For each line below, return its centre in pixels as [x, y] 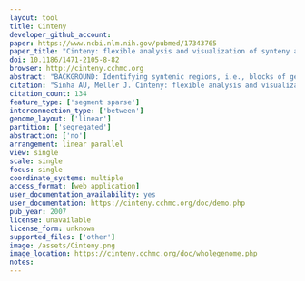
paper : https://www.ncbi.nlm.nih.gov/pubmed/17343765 [113, 43]
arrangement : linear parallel [67, 144]
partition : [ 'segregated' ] [60, 128]
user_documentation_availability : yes [83, 195]
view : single [34, 152]
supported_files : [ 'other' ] [63, 237]
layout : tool [34, 18]
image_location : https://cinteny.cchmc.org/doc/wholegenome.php [133, 254]
